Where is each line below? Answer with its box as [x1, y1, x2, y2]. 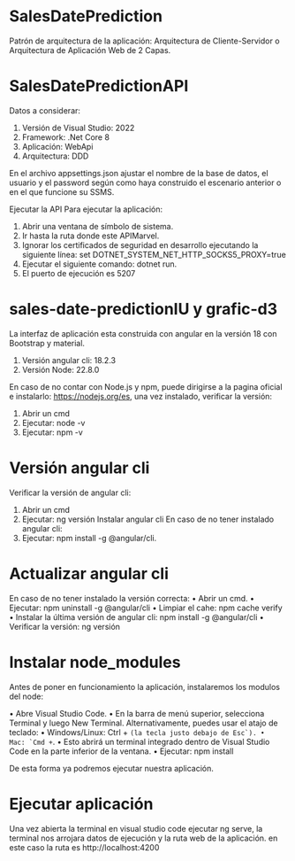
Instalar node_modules [9, 652, 181, 672]
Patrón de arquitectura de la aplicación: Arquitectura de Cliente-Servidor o [9, 35, 280, 46]
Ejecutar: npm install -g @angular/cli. [21, 532, 157, 543]
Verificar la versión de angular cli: [9, 487, 132, 498]
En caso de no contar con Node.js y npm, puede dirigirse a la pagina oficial [9, 381, 283, 392]
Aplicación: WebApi [21, 141, 94, 151]
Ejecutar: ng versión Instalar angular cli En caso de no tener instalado [21, 514, 275, 524]
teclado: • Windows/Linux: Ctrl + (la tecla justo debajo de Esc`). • [9, 726, 265, 737]
